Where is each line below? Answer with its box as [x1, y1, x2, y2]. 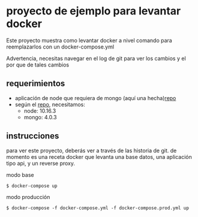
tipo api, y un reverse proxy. [6, 159, 76, 167]
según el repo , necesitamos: [14, 101, 86, 108]
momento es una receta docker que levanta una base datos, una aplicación [6, 153, 192, 160]
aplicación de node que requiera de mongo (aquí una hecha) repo [14, 94, 176, 101]
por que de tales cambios [6, 61, 70, 68]
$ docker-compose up [6, 183, 58, 189]
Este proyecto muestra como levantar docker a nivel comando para [6, 37, 172, 44]
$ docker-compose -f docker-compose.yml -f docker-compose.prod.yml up [6, 205, 189, 211]
